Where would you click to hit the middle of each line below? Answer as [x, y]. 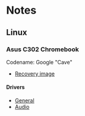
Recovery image [35, 73]
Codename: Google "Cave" [39, 62]
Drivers [15, 87]
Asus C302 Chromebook [42, 49]
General [24, 101]
